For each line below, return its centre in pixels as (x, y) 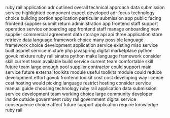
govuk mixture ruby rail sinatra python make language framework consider (83, 56)
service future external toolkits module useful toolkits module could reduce (84, 72)
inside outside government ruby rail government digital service (71, 99)
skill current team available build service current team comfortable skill (79, 61)
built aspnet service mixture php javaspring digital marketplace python (79, 51)
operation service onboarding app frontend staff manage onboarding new (82, 29)
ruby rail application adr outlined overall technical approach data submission (85, 7)
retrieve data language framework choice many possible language (74, 40)
